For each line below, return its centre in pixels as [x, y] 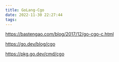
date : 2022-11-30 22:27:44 [34, 15]
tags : [11, 19]
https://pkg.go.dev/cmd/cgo [35, 54]
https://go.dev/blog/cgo [30, 44]
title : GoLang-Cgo [25, 10]
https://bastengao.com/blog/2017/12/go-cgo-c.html [59, 34]
